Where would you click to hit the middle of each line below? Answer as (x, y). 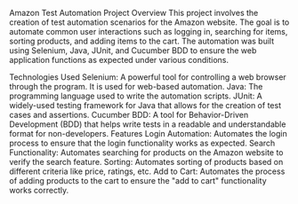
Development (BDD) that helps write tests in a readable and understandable (148, 124)
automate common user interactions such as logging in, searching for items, (149, 31)
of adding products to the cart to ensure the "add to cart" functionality (138, 180)
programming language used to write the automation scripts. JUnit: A (136, 96)
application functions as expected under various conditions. (119, 60)
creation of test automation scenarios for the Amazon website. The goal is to (149, 22)
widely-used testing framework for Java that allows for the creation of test (145, 105)
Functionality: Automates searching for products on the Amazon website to (146, 153)
